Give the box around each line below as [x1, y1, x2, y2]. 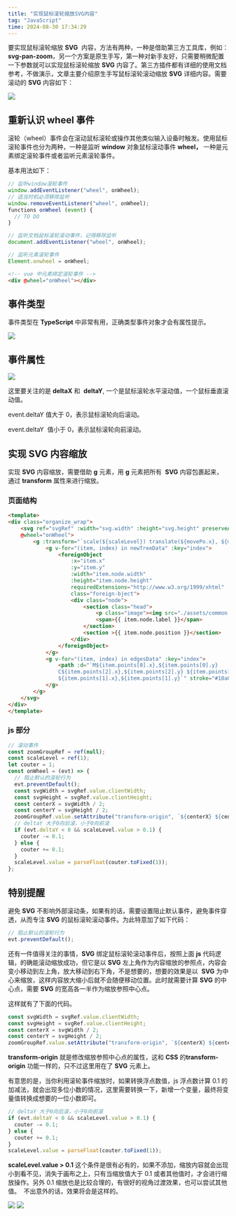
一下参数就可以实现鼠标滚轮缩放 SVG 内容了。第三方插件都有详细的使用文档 [8, 61, 227, 69]
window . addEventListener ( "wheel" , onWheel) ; [8, 187, 140, 194]
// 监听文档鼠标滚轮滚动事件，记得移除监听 [8, 232, 117, 239]
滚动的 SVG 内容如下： [8, 78, 74, 87]
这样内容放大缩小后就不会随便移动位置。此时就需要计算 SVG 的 [38, 976, 221, 984]
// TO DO [14, 213, 40, 220]
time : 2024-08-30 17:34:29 [8, 23, 87, 30]
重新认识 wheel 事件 [8, 114, 95, 126]
